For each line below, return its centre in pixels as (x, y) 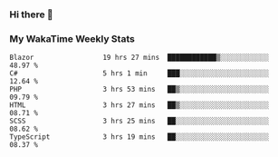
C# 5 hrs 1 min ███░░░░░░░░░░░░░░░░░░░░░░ (139, 74)
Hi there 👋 (32, 15)
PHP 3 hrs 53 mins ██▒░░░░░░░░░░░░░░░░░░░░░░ (139, 90)
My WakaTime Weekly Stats (72, 38)
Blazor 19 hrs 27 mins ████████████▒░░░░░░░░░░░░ (139, 58)
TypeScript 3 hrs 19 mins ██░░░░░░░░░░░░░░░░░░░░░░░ (139, 137)
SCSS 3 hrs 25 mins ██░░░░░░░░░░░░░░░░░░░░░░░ (139, 122)
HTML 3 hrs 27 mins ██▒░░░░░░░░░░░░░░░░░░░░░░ (139, 105)
